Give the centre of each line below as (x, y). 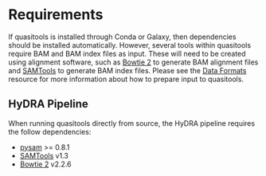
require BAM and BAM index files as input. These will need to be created (127, 53)
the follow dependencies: (50, 131)
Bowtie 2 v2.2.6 (45, 164)
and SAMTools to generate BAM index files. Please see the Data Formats (127, 70)
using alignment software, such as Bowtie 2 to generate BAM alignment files (133, 62)
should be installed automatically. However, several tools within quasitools (130, 45)
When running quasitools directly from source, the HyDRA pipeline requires (132, 123)
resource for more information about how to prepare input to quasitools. (126, 79)
